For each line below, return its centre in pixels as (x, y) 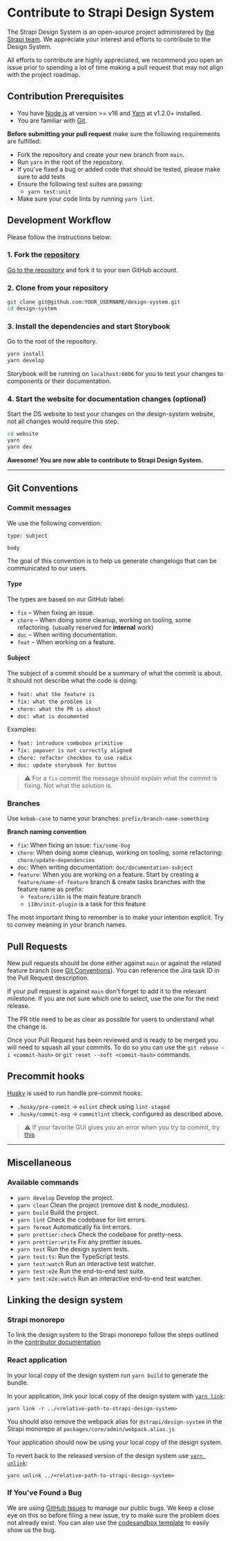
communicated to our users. (47, 568)
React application (37, 1360)
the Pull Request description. (48, 978)
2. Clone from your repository (58, 288)
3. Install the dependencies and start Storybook (89, 326)
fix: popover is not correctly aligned (75, 750)
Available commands (43, 1182)
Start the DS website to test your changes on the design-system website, (111, 414)
